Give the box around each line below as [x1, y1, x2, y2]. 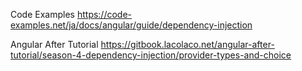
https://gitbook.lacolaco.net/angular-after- [100, 39, 275, 50]
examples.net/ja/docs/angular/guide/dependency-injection [10, 19, 253, 31]
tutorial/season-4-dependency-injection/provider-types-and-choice [10, 49, 292, 61]
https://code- [76, 9, 133, 20]
